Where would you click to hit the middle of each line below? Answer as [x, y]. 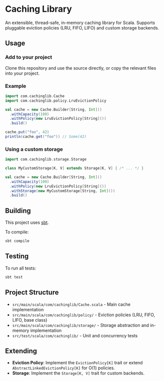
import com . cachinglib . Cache [35, 96]
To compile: [17, 232]
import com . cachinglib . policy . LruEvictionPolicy [56, 101]
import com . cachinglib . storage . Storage [46, 160]
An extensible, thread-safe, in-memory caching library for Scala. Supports [80, 23]
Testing [17, 256]
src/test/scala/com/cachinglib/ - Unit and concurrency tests [75, 335]
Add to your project [29, 57]
